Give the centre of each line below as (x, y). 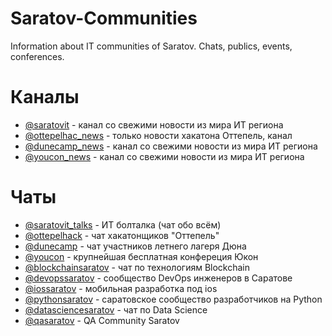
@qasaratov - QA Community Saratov (102, 320)
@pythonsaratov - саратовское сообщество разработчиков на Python (173, 299)
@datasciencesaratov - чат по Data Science (116, 309)
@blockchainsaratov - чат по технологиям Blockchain (137, 267)
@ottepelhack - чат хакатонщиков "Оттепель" (122, 235)
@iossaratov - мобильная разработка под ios (121, 288)
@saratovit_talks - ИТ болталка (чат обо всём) (123, 224)
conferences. (37, 56)
